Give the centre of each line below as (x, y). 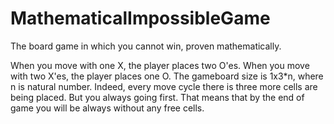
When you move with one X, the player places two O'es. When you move (160, 65)
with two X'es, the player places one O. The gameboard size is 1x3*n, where (167, 76)
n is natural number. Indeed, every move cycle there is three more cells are (164, 86)
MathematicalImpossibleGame (140, 18)
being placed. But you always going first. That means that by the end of (157, 97)
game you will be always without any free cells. (107, 108)
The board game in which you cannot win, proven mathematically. (146, 46)
